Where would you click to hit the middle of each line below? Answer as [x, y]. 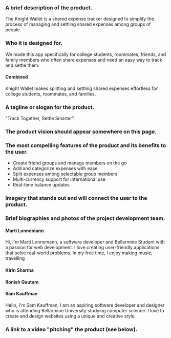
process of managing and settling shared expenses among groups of [78, 24]
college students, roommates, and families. [51, 93]
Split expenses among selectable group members [65, 174]
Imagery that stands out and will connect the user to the [76, 198]
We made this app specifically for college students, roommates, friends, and [86, 54]
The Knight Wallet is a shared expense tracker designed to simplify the [80, 19]
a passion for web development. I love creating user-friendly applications [82, 248]
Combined [17, 77]
